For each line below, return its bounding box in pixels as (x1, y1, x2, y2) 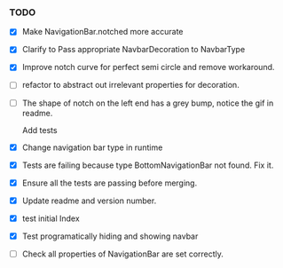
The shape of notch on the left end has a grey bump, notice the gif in (21, 98, 274, 108)
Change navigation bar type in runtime (21, 142, 163, 153)
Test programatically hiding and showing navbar (21, 231, 199, 241)
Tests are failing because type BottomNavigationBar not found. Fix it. (21, 160, 274, 170)
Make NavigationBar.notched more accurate (21, 27, 184, 37)
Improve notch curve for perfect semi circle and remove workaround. (21, 62, 275, 73)
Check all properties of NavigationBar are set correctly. (21, 248, 224, 259)
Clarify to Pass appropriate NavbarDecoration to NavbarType (21, 44, 246, 55)
